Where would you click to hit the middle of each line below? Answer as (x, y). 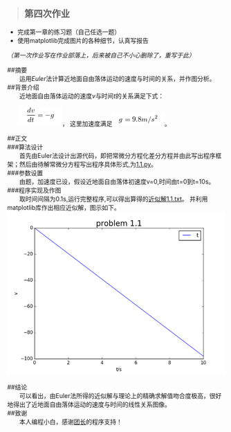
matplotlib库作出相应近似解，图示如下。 (64, 207)
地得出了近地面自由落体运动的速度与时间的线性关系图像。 (89, 404)
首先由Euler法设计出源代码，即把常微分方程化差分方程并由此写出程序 (117, 155)
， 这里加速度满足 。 (116, 123)
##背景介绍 (23, 87)
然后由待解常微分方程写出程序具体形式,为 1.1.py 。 (88, 164)
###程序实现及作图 (34, 190)
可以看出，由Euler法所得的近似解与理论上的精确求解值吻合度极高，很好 (120, 395)
